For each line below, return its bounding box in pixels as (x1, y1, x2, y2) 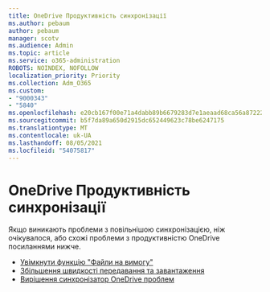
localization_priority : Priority (8, 72, 121, 80)
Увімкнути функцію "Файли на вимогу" (19, 257, 153, 267)
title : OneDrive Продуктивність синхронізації (8, 11, 167, 20)
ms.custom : (8, 86, 45, 95)
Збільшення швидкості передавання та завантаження (19, 266, 205, 276)
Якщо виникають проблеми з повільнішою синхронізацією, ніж (8, 224, 226, 234)
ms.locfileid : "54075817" (8, 146, 95, 154)
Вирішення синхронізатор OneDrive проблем (19, 274, 175, 284)
